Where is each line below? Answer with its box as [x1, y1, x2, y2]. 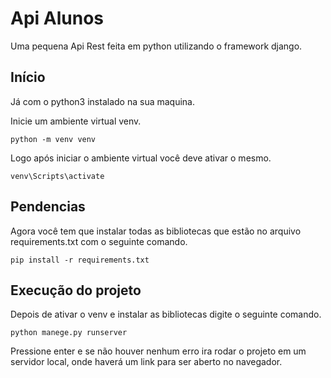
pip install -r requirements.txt [10, 255, 150, 265]
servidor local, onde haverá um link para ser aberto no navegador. [10, 356, 283, 368]
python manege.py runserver [10, 328, 128, 338]
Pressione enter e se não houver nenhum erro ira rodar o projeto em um [10, 345, 307, 357]
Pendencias [10, 198, 86, 216]
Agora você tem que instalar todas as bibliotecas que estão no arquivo [10, 225, 302, 237]
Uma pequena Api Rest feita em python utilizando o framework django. [10, 40, 303, 52]
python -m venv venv [10, 134, 97, 144]
